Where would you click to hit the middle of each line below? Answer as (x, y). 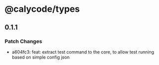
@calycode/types (42, 9)
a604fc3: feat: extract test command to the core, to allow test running (83, 52)
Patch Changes (24, 41)
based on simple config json (41, 57)
